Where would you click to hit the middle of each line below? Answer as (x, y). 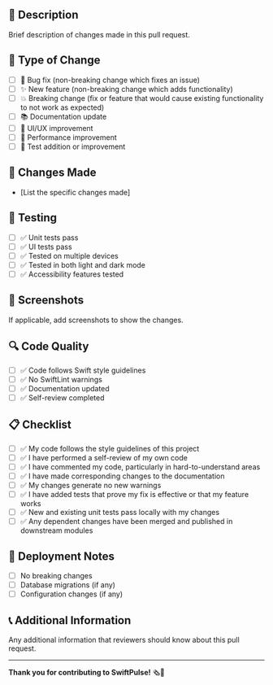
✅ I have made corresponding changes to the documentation (122, 476)
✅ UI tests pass (46, 247)
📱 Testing (33, 218)
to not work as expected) (62, 107)
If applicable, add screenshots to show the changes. (96, 320)
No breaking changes (56, 575)
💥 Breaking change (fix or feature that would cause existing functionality (142, 98)
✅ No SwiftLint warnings (61, 379)
